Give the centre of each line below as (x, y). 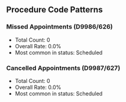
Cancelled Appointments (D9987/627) (63, 68)
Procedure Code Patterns (55, 10)
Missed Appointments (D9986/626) (59, 27)
